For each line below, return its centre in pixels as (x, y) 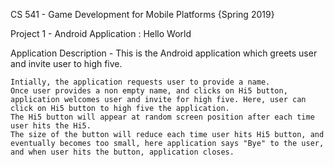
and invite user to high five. (66, 63)
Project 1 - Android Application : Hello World (101, 33)
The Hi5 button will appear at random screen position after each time (162, 117)
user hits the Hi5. (51, 126)
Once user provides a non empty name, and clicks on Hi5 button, (149, 91)
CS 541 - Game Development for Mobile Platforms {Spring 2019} (142, 14)
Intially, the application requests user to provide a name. (140, 82)
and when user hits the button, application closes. (122, 152)
